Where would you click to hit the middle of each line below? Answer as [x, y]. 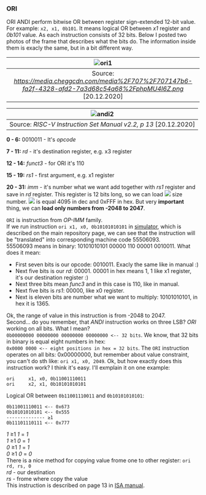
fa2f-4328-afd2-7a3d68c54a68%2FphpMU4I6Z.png [103, 89]
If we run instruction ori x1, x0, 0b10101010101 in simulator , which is [94, 227]
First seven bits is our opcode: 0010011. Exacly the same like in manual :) [107, 264]
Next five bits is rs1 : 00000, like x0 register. [70, 291]
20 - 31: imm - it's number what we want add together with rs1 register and [101, 187]
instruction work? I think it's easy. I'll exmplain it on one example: [88, 368]
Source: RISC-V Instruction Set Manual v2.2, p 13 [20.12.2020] [102, 125]
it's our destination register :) [52, 278]
